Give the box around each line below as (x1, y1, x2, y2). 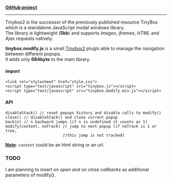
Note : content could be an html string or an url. (5, 142, 104, 148)
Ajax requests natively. (5, 35, 54, 42)
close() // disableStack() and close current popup (5, 115, 118, 120)
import (5, 68, 20, 74)
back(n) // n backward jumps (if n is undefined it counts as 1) (5, 119, 147, 125)
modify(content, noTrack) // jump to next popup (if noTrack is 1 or (5, 124, 157, 129)
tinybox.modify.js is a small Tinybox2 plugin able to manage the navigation (5, 46, 165, 51)
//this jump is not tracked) (62, 133, 125, 138)
